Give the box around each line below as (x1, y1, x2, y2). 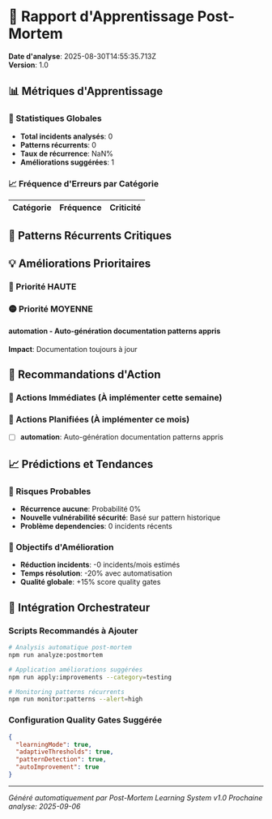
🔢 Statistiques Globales (8, 113, 103, 124)
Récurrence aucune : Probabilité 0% (19, 504, 142, 514)
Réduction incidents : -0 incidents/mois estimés (19, 560, 181, 570)
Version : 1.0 (8, 60, 49, 70)
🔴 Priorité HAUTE (8, 281, 77, 292)
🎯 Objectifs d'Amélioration (8, 542, 114, 553)
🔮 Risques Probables (8, 486, 91, 497)
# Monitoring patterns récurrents (8, 688, 125, 696)
